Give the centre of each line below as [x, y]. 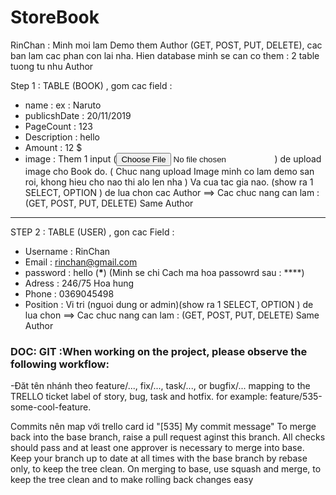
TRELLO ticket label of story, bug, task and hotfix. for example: [139, 397]
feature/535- [296, 397]
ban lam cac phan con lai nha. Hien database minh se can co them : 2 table [165, 55]
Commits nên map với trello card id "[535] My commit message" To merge [163, 427]
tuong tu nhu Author [52, 66]
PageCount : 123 [58, 126]
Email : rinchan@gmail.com [81, 262]
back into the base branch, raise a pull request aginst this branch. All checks [168, 437]
